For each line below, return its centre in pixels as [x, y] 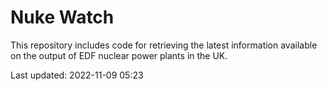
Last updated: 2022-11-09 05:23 [77, 75]
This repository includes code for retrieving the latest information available [164, 45]
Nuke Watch [62, 17]
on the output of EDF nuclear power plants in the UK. [119, 55]
